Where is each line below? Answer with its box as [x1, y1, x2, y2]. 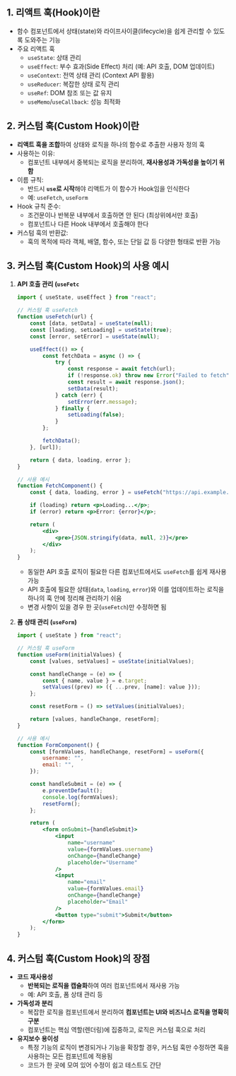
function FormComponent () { [16, 741, 100, 748]
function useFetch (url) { [16, 313, 93, 321]
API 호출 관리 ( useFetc [16, 280, 80, 288]
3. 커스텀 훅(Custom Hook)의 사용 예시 [6, 260, 170, 272]
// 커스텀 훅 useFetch [16, 306, 78, 314]
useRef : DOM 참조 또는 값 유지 [27, 88, 112, 97]
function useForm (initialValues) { [16, 651, 122, 658]
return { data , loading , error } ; [30, 456, 131, 464]
